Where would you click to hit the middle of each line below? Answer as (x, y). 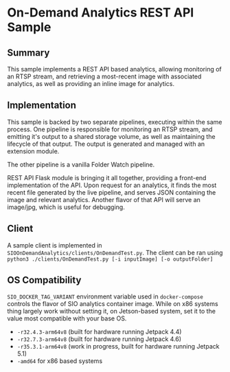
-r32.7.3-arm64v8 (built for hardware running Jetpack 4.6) (99, 339)
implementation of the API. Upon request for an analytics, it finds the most (112, 185)
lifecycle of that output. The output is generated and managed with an (106, 144)
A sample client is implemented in (55, 245)
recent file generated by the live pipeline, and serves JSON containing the (112, 192)
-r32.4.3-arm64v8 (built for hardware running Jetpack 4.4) (99, 332)
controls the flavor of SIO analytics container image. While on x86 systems (113, 304)
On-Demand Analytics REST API (101, 13)
